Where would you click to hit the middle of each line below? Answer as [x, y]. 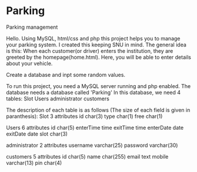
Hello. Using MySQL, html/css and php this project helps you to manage [93, 38]
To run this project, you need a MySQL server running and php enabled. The [98, 86]
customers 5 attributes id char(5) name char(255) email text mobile [87, 156]
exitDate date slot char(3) [37, 134]
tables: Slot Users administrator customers [58, 99]
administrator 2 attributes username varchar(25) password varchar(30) [92, 145]
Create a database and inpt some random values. [66, 75]
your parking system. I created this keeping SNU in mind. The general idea [96, 45]
